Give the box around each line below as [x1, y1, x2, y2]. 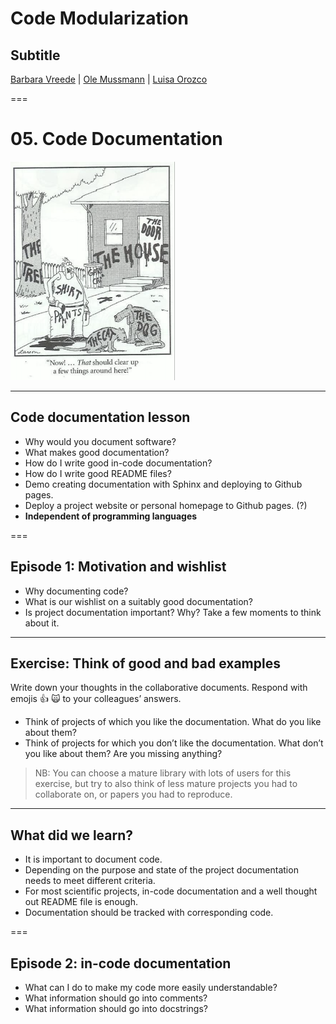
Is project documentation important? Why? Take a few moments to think [24, 606, 322, 618]
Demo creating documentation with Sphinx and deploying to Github [24, 478, 303, 490]
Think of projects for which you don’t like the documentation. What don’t [24, 737, 324, 749]
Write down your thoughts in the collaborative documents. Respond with [10, 682, 308, 694]
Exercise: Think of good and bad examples [10, 655, 281, 672]
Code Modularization [10, 7, 189, 30]
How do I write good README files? [24, 467, 172, 479]
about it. [24, 617, 60, 629]
